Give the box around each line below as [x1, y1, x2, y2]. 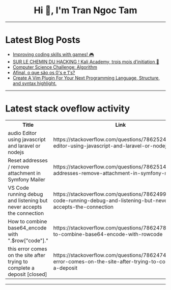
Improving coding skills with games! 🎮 [12, 51, 94, 57]
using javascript [8, 136, 46, 143]
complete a [8, 264, 35, 271]
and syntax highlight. [12, 80, 57, 86]
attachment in [8, 169, 41, 177]
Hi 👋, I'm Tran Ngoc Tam [34, 5, 137, 16]
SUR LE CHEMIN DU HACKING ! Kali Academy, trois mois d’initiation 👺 [12, 59, 159, 65]
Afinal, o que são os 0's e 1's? [12, 69, 75, 75]
